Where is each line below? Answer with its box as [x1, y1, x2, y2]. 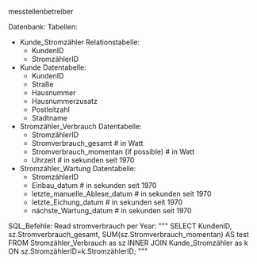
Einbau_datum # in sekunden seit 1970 [31, 181, 157, 189]
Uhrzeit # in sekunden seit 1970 [31, 155, 135, 165]
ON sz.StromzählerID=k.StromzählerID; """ [8, 247, 148, 256]
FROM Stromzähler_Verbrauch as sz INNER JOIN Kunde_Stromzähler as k [8, 238, 248, 247]
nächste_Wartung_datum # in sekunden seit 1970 [31, 206, 192, 215]
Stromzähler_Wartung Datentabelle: [19, 164, 136, 173]
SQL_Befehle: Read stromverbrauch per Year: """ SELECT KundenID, [8, 221, 232, 231]
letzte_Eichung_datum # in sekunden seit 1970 [31, 197, 183, 207]
